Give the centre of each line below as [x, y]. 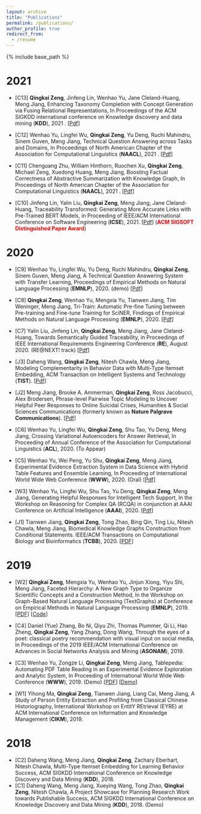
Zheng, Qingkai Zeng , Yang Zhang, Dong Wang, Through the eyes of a [102, 632]
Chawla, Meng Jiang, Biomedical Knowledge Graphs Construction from [103, 528]
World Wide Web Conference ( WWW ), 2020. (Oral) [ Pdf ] [85, 479]
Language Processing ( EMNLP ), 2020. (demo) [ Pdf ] [79, 288]
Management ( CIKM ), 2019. [49, 719]
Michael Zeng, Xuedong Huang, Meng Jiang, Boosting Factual [92, 172]
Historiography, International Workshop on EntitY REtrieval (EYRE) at [99, 706]
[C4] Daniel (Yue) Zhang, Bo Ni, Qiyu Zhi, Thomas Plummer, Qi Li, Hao [101, 625]
